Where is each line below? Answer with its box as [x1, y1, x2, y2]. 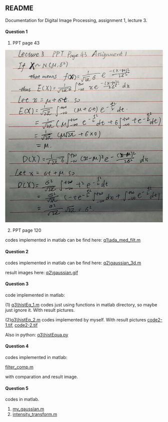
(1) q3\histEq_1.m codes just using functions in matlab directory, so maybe [5, 301, 157, 307]
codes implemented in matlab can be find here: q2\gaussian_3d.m [5, 260, 141, 266]
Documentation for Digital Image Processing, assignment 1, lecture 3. [5, 17, 147, 23]
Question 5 [5, 385, 29, 391]
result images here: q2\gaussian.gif [5, 269, 78, 275]
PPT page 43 [12, 40, 40, 46]
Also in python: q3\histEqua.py [5, 331, 68, 337]
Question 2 [5, 248, 29, 254]
